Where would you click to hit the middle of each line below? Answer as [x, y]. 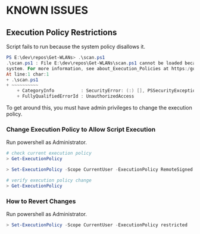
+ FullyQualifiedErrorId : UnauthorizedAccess [76, 96]
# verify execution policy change [49, 180]
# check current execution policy [49, 153]
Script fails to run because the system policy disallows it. [76, 46]
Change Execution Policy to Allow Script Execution [81, 129]
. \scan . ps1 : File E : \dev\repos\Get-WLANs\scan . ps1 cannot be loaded [94, 63]
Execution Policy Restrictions [62, 32]
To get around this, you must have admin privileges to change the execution [99, 107]
